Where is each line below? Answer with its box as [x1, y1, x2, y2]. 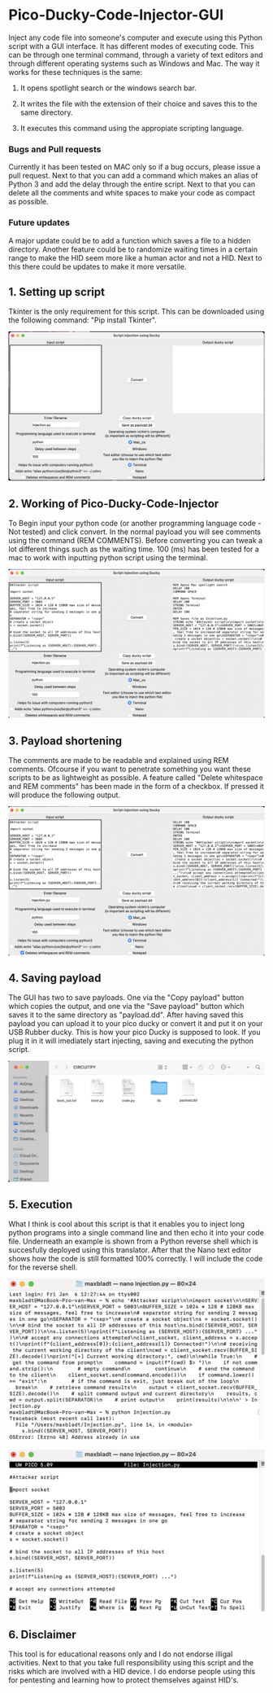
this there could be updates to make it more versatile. [8, 261, 187, 271]
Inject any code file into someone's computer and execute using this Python [8, 33, 262, 42]
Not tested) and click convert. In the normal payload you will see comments [8, 527, 262, 537]
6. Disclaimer [8, 1627, 77, 1642]
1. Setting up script [8, 285, 106, 299]
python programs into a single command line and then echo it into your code [8, 1228, 264, 1238]
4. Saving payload [8, 971, 102, 985]
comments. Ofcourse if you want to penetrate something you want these [8, 764, 252, 774]
